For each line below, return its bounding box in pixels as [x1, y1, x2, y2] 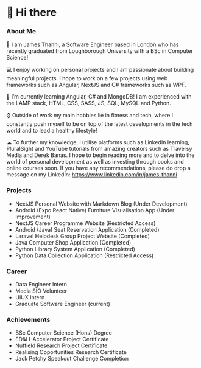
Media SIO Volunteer [15, 287, 68, 294]
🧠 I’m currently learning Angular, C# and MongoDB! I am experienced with [6, 93, 192, 100]
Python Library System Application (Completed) [15, 245, 136, 252]
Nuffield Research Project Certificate [15, 342, 108, 349]
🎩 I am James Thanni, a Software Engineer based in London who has [6, 41, 179, 48]
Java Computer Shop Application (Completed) [15, 238, 132, 246]
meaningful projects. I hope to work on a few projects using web [6, 75, 168, 82]
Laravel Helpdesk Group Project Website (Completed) [15, 232, 150, 240]
